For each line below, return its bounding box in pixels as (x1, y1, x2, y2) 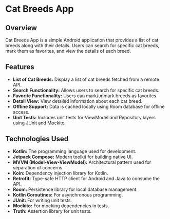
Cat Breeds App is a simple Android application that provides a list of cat (5, 37, 159, 43)
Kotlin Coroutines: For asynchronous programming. (12, 191, 123, 198)
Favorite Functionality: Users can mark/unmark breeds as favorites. (12, 93, 158, 99)
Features (5, 62, 34, 72)
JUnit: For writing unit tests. (12, 197, 72, 203)
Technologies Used (5, 135, 68, 143)
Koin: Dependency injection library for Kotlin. (12, 170, 108, 176)
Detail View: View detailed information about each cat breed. (12, 98, 143, 104)
